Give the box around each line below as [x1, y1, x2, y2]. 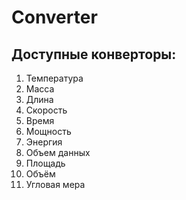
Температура [25, 72, 84, 84]
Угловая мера [25, 179, 86, 190]
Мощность [25, 126, 72, 137]
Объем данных [25, 147, 91, 158]
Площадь [25, 157, 66, 169]
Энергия [25, 136, 63, 148]
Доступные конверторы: [11, 46, 177, 63]
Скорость [25, 104, 68, 116]
